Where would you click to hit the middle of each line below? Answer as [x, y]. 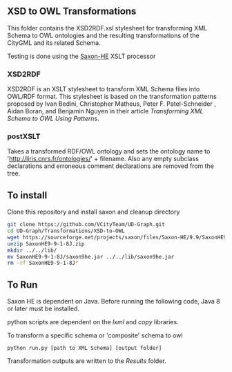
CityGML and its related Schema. [54, 43]
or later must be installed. [43, 309]
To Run [22, 285]
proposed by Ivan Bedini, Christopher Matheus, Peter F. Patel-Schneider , [112, 104]
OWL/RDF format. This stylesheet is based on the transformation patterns [112, 97]
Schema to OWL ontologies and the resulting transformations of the [103, 35]
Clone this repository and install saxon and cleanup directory [94, 212]
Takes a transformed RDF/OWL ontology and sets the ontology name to [109, 151]
